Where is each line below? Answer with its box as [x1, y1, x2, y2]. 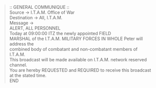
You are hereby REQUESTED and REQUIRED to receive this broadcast [9, 67, 152, 73]
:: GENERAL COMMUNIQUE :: [9, 4, 70, 10]
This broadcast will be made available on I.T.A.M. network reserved [9, 57, 147, 62]
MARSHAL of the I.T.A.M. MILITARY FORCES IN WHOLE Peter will [9, 36, 143, 42]
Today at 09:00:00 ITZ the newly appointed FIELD [9, 31, 111, 36]
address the [9, 41, 34, 46]
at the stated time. [9, 73, 47, 78]
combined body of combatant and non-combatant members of [9, 46, 138, 52]
